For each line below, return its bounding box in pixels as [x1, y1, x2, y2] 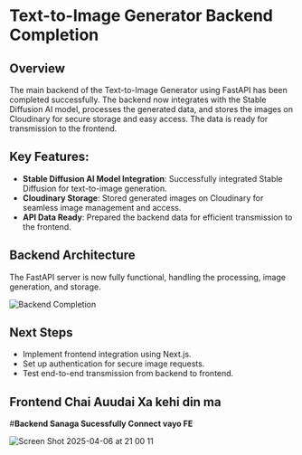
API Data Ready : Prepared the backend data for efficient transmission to [22, 212, 293, 223]
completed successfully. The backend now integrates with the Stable [9, 94, 267, 105]
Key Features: [9, 149, 90, 165]
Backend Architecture [9, 248, 136, 263]
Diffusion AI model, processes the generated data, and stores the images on [9, 104, 294, 114]
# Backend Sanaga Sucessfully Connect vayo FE [9, 418, 193, 430]
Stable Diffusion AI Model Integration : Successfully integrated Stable [22, 173, 283, 184]
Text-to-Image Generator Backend [9, 5, 273, 26]
